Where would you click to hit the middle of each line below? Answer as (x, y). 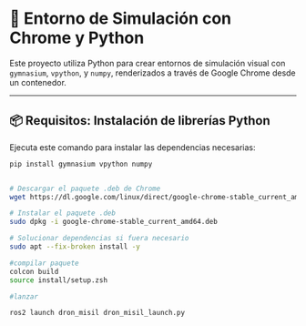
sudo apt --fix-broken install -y (75, 247)
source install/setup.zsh (58, 280)
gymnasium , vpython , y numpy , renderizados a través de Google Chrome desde (153, 73)
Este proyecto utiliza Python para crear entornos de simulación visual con (148, 63)
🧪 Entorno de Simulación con (121, 19)
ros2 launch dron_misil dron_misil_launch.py (97, 313)
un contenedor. (38, 82)
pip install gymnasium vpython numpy (81, 164)
